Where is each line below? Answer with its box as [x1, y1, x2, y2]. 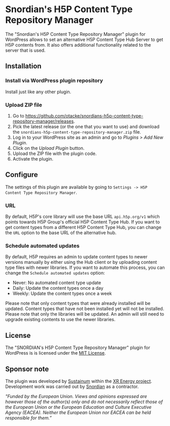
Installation [5, 62, 42, 70]
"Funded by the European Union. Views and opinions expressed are [5, 393, 147, 399]
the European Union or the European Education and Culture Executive [5, 404, 152, 410]
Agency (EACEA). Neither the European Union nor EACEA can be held [5, 409, 151, 415]
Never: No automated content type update [12, 280, 101, 286]
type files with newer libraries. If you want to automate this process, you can [5, 264, 165, 270]
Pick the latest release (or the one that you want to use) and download [12, 123, 160, 130]
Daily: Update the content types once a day [12, 285, 104, 291]
